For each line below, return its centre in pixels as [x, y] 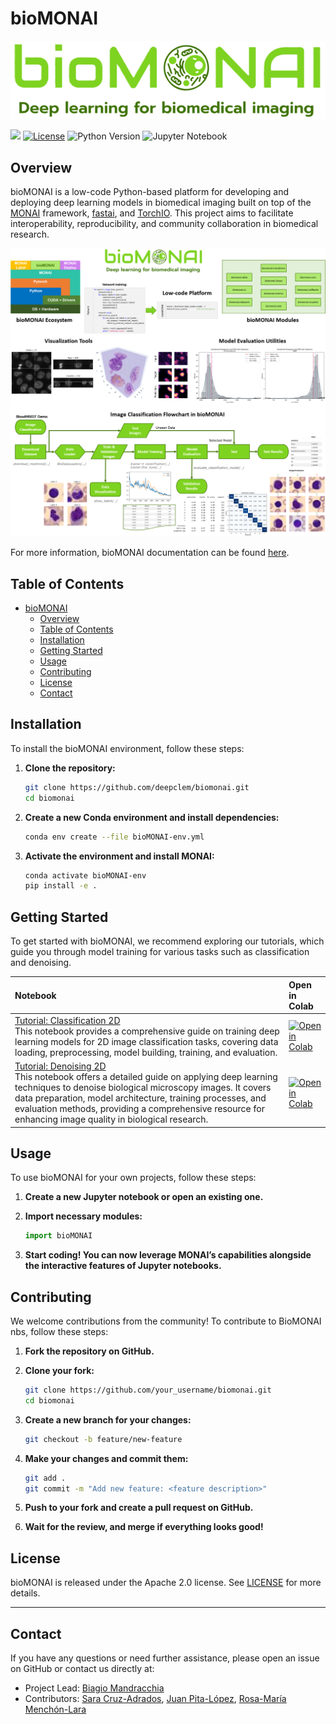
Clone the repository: [70, 768]
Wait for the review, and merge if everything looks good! [144, 1527]
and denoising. [41, 963]
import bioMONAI [58, 1236]
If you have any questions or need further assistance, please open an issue [165, 1658]
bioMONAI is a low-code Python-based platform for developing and [149, 192]
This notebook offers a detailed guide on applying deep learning [146, 1077]
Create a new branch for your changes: [108, 1419]
